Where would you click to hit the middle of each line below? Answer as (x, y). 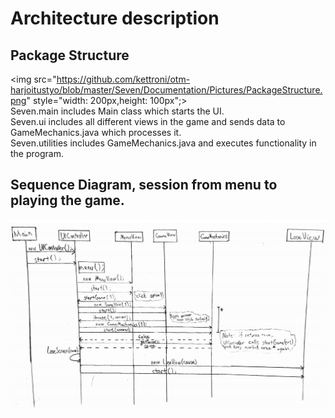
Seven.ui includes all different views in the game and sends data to (148, 121)
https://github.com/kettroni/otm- (123, 79)
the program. (37, 153)
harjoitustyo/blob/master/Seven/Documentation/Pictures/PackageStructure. (166, 90)
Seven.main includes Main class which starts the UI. (117, 111)
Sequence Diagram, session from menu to (144, 185)
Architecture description (115, 18)
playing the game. (67, 200)
